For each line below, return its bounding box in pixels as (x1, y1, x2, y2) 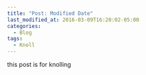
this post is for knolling (7, 61, 71, 68)
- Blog (13, 29, 32, 36)
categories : (7, 22, 41, 29)
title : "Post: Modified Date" (7, 10, 94, 17)
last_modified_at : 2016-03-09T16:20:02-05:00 (7, 16, 139, 23)
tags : (7, 35, 23, 42)
